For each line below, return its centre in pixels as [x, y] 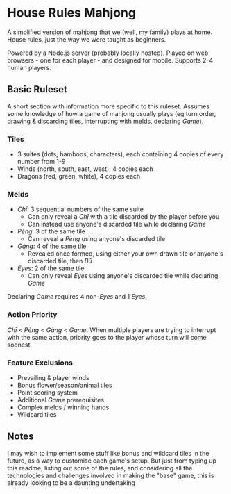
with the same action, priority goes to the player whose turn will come [107, 337]
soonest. [20, 345]
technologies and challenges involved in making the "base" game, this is [111, 475]
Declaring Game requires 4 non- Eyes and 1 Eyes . [77, 297]
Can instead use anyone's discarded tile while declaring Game [117, 224]
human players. [29, 67]
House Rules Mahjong [72, 13]
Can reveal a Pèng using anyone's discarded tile [96, 239]
